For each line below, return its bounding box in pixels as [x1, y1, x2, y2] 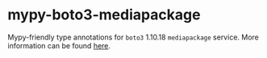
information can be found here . [7, 40, 111, 50]
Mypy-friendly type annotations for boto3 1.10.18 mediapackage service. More [7, 32, 259, 42]
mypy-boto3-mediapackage [7, 6, 201, 24]
